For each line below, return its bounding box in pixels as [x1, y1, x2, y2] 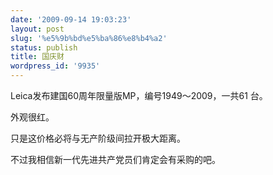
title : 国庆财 [10, 52, 65, 62]
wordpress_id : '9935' [10, 61, 101, 71]
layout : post [10, 24, 65, 34]
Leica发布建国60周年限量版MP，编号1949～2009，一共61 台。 [10, 90, 268, 101]
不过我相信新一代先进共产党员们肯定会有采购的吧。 [10, 154, 221, 165]
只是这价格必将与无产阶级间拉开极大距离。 [10, 132, 186, 144]
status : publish [10, 42, 78, 53]
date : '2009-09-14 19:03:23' [10, 14, 132, 25]
